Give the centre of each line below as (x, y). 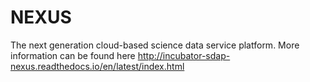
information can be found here (73, 55)
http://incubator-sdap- (184, 55)
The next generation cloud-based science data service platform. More (155, 45)
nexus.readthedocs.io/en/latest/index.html (97, 66)
